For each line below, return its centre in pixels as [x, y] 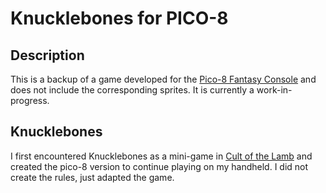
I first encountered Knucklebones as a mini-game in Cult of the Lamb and [161, 156]
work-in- [274, 90]
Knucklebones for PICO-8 [119, 18]
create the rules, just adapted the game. [92, 177]
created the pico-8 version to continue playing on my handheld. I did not [159, 166]
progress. [30, 100]
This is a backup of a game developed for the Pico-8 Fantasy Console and [163, 79]
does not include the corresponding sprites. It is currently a [132, 90]
